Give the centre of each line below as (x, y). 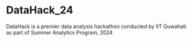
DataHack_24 (40, 10)
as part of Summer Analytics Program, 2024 (60, 32)
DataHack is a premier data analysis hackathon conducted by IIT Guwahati (96, 26)
